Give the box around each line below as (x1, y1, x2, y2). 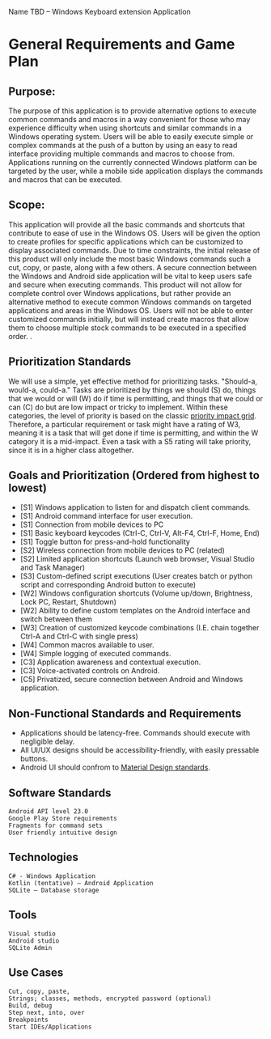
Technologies (8, 850, 79, 864)
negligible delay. (19, 736, 75, 747)
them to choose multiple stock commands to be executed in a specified (8, 323, 247, 333)
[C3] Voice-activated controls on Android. (19, 666, 160, 676)
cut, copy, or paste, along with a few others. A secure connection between (8, 262, 257, 272)
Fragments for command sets (8, 821, 104, 830)
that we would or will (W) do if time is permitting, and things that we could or (8, 393, 264, 403)
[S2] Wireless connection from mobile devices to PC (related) (19, 545, 225, 555)
